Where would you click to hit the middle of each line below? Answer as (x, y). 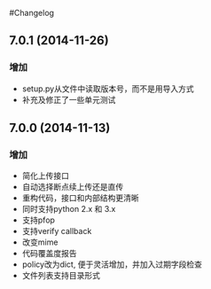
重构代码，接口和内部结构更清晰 (80, 198)
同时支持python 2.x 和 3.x (69, 209)
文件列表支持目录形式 (61, 276)
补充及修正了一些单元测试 (69, 99)
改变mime (40, 242)
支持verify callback (57, 231)
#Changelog (32, 13)
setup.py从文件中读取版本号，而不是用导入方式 (108, 89)
